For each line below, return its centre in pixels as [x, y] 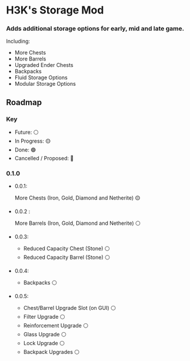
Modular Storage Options [45, 84]
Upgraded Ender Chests [44, 65]
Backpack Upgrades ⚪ [51, 352]
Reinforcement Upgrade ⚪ [56, 326]
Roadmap [24, 102]
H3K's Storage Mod [55, 10]
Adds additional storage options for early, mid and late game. [95, 29]
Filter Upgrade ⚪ [44, 317]
